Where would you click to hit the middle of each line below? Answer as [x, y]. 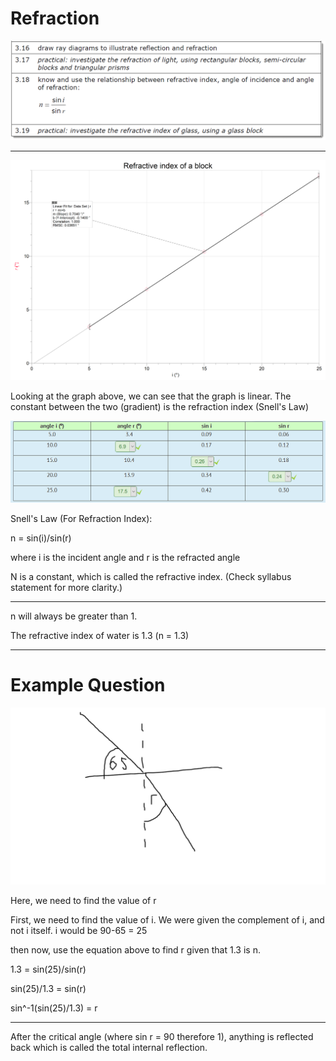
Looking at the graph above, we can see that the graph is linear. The [151, 396]
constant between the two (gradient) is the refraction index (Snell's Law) [160, 407]
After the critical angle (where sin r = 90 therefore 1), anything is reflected [162, 1037]
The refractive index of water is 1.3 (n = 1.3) [100, 635]
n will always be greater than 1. [74, 616]
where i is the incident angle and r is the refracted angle [125, 557]
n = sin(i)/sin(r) [41, 538]
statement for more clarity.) [66, 587]
